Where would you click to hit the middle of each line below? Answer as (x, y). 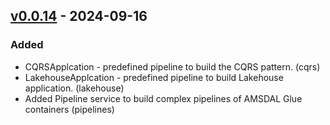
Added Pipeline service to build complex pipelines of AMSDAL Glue (163, 98)
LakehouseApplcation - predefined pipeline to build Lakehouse (154, 77)
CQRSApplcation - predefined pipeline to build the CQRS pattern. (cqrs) (172, 66)
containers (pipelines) (69, 109)
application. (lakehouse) (74, 88)
